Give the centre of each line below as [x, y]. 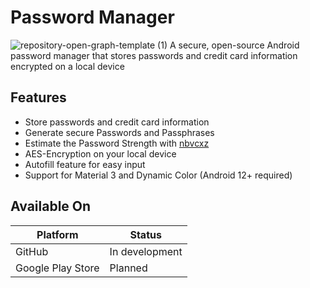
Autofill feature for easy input [85, 164]
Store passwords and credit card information [117, 122]
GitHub [32, 251]
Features [38, 97]
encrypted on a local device [67, 66]
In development [146, 251]
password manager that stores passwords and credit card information [154, 55]
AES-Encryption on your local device [100, 153]
